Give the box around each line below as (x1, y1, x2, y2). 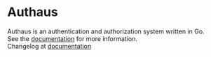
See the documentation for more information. (7, 34, 138, 42)
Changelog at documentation (7, 42, 92, 50)
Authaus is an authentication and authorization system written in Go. (7, 27, 205, 35)
